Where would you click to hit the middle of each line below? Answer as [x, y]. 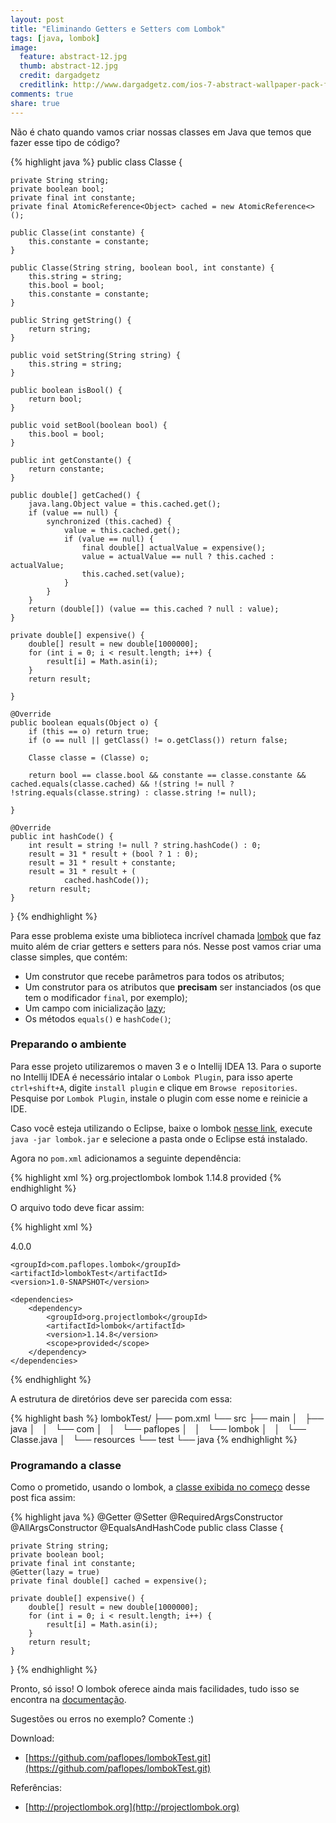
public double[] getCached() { [75, 495]
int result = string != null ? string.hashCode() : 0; [145, 845]
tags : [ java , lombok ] [55, 38]
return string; [60, 329]
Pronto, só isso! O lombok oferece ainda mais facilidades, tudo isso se [155, 1689]
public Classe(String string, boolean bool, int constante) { [142, 267]
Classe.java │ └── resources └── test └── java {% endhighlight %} [154, 1439]
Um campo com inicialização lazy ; [95, 1008]
